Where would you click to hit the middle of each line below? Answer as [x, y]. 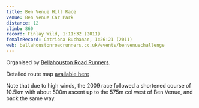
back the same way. [31, 98]
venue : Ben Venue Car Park [40, 17]
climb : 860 [20, 28]
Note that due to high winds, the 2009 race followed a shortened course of [99, 85]
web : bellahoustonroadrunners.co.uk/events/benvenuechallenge [85, 46]
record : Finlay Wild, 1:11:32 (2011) [53, 34]
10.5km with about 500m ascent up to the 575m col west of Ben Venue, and [99, 92]
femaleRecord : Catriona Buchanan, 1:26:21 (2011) [70, 40]
